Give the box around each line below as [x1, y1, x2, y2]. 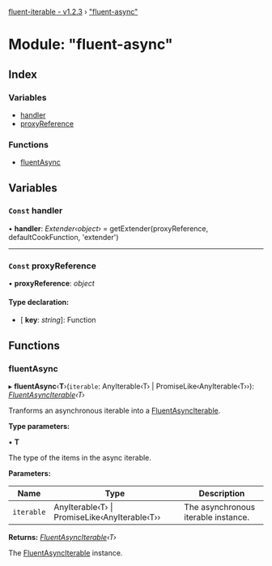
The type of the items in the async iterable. [8, 453, 152, 463]
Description [198, 488, 245, 500]
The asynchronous [184, 502, 256, 513]
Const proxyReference [8, 259, 97, 271]
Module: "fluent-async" [8, 36, 173, 54]
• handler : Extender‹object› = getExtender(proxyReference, [8, 223, 209, 234]
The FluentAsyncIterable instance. [8, 548, 123, 558]
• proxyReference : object [8, 279, 95, 289]
